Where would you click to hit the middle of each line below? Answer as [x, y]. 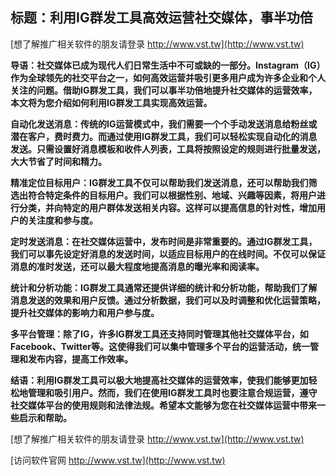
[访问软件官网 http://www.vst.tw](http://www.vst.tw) [118, 460]
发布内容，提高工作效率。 [80, 359]
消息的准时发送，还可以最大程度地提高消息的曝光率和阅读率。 [137, 266]
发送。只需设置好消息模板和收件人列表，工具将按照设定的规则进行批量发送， [168, 149]
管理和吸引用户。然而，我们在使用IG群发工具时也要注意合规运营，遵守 [172, 392]
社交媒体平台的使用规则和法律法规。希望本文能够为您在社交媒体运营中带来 [163, 405]
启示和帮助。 [45, 417]
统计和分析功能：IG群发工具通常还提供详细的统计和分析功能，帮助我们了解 [164, 287]
